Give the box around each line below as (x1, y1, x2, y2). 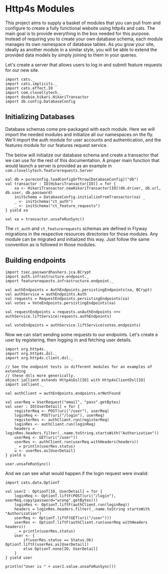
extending (5, 369, 26, 374)
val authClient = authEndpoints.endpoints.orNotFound (5, 391, 121, 396)
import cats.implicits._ (5, 81, 58, 86)
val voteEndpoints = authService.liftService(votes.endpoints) (5, 323, 141, 328)
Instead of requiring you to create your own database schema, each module (5, 36, 163, 42)
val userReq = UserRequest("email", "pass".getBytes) (5, 399, 121, 404)
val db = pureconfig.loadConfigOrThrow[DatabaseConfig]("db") (5, 177, 139, 182)
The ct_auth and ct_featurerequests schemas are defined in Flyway (5, 225, 147, 231)
